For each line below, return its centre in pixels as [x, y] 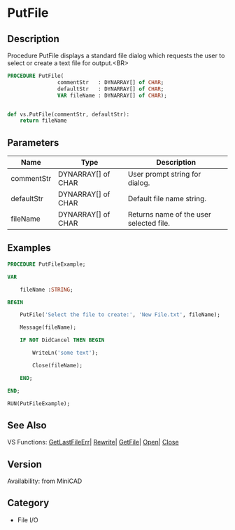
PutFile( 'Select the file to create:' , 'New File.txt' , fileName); [120, 315]
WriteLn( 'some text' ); [65, 353]
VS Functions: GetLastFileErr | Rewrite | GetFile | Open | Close [93, 442]
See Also [27, 425]
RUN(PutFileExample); [39, 403]
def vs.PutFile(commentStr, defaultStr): [69, 114]
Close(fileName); [57, 365]
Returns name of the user [169, 215]
